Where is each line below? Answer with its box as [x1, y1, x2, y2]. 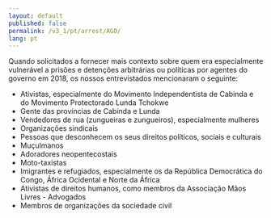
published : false [8, 19, 67, 27]
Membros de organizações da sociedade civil [19, 201, 172, 211]
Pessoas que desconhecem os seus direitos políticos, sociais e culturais [19, 132, 261, 142]
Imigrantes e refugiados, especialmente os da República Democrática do [19, 166, 263, 176]
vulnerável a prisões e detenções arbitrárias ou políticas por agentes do [8, 65, 248, 75]
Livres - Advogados [19, 192, 87, 202]
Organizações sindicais [19, 124, 99, 133]
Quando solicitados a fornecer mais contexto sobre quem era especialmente [8, 57, 264, 66]
